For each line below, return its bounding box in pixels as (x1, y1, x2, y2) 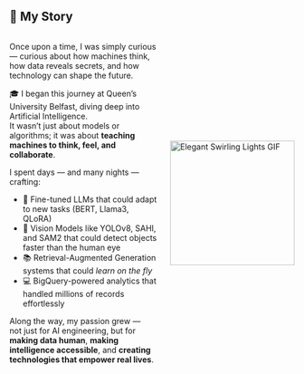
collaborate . (9, 149, 56, 159)
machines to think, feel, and (9, 139, 116, 150)
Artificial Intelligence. (9, 110, 89, 121)
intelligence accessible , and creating (9, 344, 151, 355)
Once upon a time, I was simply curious (9, 41, 157, 52)
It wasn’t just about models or (9, 120, 120, 131)
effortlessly (22, 298, 65, 309)
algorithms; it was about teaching (9, 129, 136, 140)
